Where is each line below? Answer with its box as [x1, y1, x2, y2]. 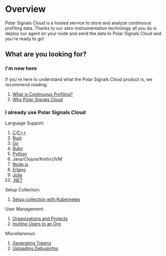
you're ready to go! [5, 36, 45, 42]
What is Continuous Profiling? [12, 91, 73, 97]
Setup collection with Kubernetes [12, 196, 80, 202]
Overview [5, 3, 46, 15]
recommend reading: [5, 81, 48, 87]
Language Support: [5, 120, 45, 126]
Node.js [12, 161, 29, 167]
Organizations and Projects [12, 215, 68, 221]
